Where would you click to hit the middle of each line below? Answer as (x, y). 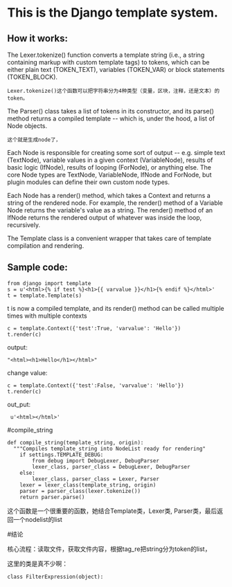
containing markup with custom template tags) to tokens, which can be (108, 62)
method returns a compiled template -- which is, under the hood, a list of (111, 118)
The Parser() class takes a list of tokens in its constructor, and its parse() (111, 111)
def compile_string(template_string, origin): (75, 442)
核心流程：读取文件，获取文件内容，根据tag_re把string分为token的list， (109, 549)
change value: (27, 372)
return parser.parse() (52, 497)
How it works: (37, 38)
